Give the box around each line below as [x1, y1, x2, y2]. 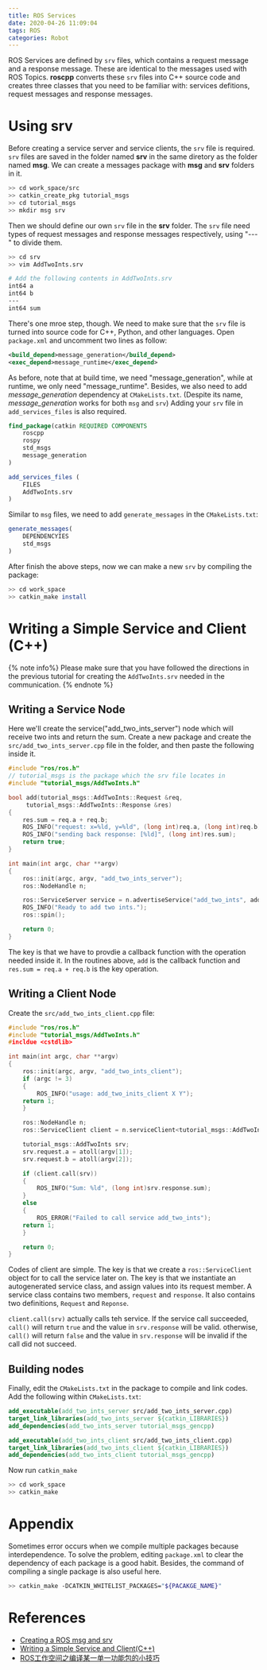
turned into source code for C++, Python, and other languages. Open [8, 327, 234, 336]
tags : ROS [8, 26, 41, 34]
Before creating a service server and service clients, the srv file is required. [8, 144, 256, 153]
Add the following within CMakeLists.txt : [8, 1392, 141, 1401]
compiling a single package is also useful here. [8, 1567, 161, 1576]
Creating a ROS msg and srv [19, 1635, 113, 1645]
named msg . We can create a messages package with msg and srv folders [8, 161, 255, 170]
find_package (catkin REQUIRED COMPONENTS [8, 422, 148, 430]
